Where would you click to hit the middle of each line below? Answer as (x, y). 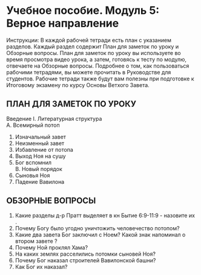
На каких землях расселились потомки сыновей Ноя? (85, 254)
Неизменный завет (40, 143)
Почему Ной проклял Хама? (51, 247)
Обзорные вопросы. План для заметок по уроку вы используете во (94, 53)
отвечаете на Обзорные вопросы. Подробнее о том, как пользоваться (98, 66)
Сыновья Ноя (32, 175)
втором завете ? (36, 241)
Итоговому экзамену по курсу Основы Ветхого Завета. (78, 85)
